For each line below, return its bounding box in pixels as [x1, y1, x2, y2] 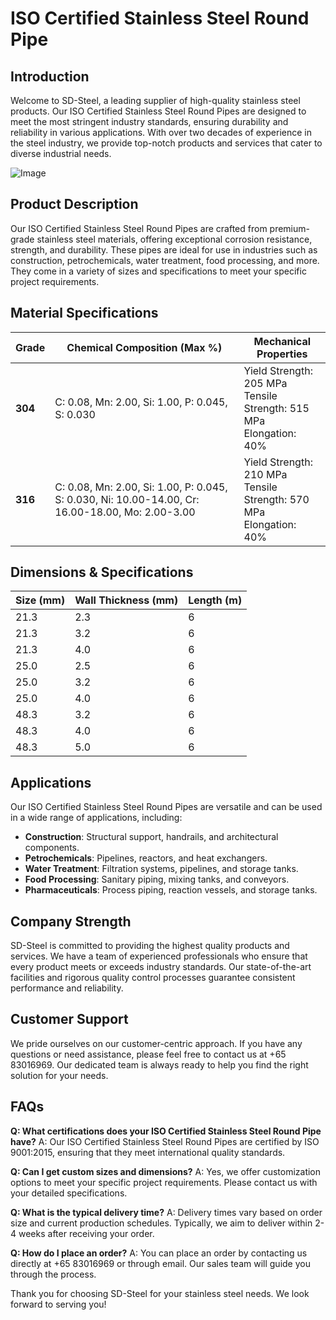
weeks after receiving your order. [18, 1227, 155, 1239]
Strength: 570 [243, 492, 310, 506]
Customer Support [10, 1011, 129, 1028]
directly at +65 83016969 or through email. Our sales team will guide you [10, 1257, 311, 1269]
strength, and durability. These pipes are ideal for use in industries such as [10, 243, 318, 256]
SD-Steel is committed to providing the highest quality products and [10, 940, 290, 952]
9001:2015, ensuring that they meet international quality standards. [10, 1146, 286, 1158]
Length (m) [188, 593, 243, 607]
